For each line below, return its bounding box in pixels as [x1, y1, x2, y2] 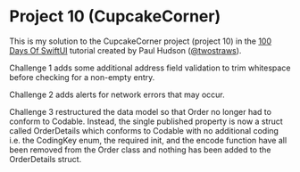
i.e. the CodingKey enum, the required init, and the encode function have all [9, 135, 287, 145]
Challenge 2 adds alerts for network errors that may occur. [9, 89, 225, 100]
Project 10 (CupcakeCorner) [9, 6, 221, 27]
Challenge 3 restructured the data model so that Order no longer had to [9, 106, 272, 117]
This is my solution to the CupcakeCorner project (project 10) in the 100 [9, 36, 272, 46]
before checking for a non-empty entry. [9, 71, 155, 82]
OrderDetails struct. [9, 153, 82, 164]
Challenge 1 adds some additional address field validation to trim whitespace [9, 62, 291, 73]
